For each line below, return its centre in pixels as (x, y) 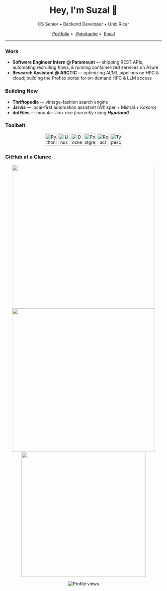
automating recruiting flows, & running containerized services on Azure (85, 67)
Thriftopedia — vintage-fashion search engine (60, 102)
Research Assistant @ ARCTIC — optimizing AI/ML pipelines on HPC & (85, 73)
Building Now (22, 91)
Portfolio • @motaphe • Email (83, 33)
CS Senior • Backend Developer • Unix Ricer (83, 24)
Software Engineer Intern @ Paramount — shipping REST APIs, (78, 62)
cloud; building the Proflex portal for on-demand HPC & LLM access (82, 78)
